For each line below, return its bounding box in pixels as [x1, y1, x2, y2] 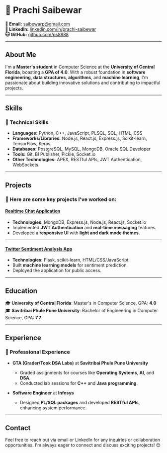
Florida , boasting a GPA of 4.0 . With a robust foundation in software [5, 69, 146, 75]
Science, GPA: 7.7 [5, 314, 41, 320]
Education [5, 286, 38, 295]
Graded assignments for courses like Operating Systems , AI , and [19, 369, 155, 375]
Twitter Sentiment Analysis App [5, 246, 73, 252]
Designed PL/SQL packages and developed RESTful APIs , [19, 399, 140, 405]
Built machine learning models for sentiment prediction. [12, 262, 128, 268]
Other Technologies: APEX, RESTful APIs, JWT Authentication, [12, 157, 142, 163]
